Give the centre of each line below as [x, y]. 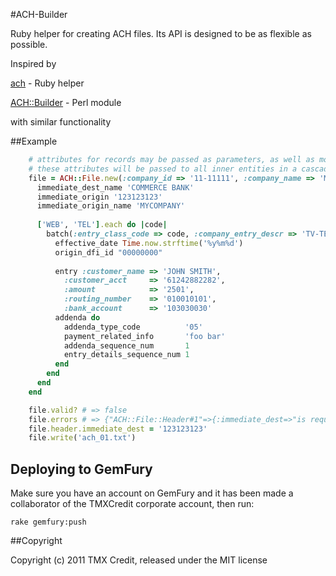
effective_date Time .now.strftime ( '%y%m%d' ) [149, 243]
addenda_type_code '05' [133, 327]
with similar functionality [61, 122]
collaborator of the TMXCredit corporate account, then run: [132, 504]
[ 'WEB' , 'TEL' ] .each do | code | [102, 225]
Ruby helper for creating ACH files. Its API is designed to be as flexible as [161, 33]
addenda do [77, 317]
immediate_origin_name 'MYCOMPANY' [111, 206]
